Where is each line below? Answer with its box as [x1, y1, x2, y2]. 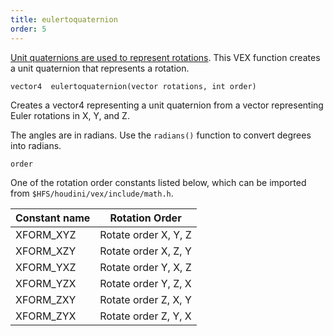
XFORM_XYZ [15, 227, 77, 241]
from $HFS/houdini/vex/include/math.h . [10, 187, 174, 199]
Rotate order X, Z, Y [99, 244, 192, 258]
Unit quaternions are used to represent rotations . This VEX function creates [10, 51, 321, 63]
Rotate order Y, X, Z [99, 260, 192, 274]
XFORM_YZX [15, 276, 77, 290]
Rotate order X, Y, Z [99, 227, 192, 241]
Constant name [15, 211, 91, 225]
